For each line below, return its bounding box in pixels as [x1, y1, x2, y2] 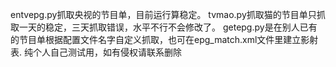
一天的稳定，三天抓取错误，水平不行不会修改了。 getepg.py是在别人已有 [18, 21, 318, 33]
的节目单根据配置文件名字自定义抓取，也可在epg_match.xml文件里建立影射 [10, 34, 319, 45]
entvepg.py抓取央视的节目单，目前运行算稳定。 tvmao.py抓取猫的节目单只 [10, 9, 317, 20]
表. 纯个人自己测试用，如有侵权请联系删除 [10, 46, 182, 58]
